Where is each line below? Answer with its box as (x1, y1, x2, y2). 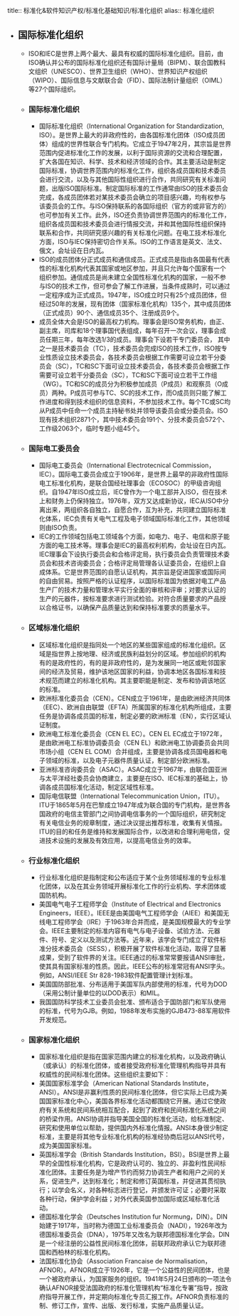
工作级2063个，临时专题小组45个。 (38, 424, 144, 433)
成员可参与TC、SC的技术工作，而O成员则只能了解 (74, 388, 221, 397)
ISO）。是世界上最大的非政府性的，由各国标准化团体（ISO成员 (38, 131, 219, 139)
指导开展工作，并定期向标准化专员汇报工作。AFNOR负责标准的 (45, 1293, 229, 1301)
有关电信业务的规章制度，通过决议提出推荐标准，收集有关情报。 (38, 818, 226, 827)
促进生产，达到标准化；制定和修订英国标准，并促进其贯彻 (51, 1177, 221, 1186)
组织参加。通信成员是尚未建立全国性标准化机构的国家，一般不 (38, 273, 221, 282)
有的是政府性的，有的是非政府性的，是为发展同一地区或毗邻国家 (38, 658, 226, 667)
